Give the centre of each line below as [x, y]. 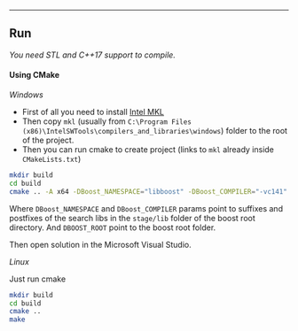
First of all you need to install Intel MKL [93, 112]
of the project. [48, 140]
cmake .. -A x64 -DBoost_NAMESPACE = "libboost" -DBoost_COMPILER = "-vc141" [149, 191]
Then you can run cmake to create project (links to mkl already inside [148, 150]
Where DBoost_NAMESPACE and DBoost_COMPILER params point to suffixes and [146, 208]
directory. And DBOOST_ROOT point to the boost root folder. [113, 227]
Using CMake [35, 75]
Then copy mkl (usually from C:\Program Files [107, 121]
